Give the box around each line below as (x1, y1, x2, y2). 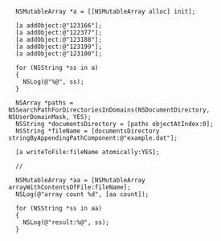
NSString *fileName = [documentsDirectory (15, 127, 160, 135)
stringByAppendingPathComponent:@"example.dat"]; (8, 134, 178, 142)
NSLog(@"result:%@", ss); (23, 219, 110, 227)
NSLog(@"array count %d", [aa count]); (15, 190, 149, 198)
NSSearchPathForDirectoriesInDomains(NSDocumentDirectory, (8, 106, 211, 114)
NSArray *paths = (15, 99, 74, 107)
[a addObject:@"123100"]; (15, 50, 103, 58)
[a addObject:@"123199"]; (15, 43, 103, 51)
